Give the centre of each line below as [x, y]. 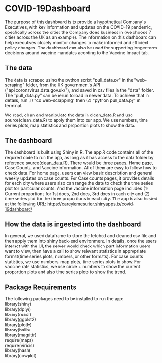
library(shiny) [18, 304]
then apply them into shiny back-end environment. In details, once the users [81, 241]
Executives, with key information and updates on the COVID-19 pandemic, [79, 27]
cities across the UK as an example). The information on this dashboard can [81, 37]
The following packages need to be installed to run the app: [64, 299]
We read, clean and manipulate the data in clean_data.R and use [69, 115]
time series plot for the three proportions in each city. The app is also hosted [81, 198]
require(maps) [19, 340]
